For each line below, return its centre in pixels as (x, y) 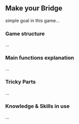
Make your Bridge (34, 8)
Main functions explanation (40, 58)
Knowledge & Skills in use (37, 106)
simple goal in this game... (32, 20)
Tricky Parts (21, 82)
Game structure (25, 33)
